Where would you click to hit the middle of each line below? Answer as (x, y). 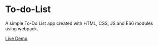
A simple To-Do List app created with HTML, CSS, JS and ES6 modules (79, 23)
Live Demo (16, 38)
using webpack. (22, 28)
